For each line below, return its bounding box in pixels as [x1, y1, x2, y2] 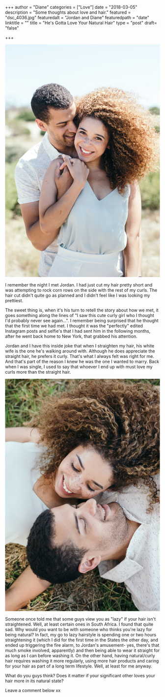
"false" [5, 25, 19, 31]
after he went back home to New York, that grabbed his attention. [5, 333, 137, 339]
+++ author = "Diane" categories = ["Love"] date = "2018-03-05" [5, 4, 137, 10]
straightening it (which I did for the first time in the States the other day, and [5, 637, 159, 643]
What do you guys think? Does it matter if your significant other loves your [5, 673, 156, 679]
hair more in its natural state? [5, 678, 64, 684]
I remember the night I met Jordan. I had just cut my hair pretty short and [5, 282, 153, 287]
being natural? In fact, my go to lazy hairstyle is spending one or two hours [5, 632, 156, 638]
